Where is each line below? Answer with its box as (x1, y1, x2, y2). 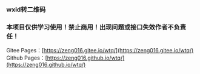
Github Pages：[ (6, 54, 47, 61)
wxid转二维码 (6, 5, 46, 13)
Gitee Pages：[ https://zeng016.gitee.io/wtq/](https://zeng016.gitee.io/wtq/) (6, 47, 194, 54)
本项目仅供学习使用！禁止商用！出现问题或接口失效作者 (6, 23, 168, 31)
